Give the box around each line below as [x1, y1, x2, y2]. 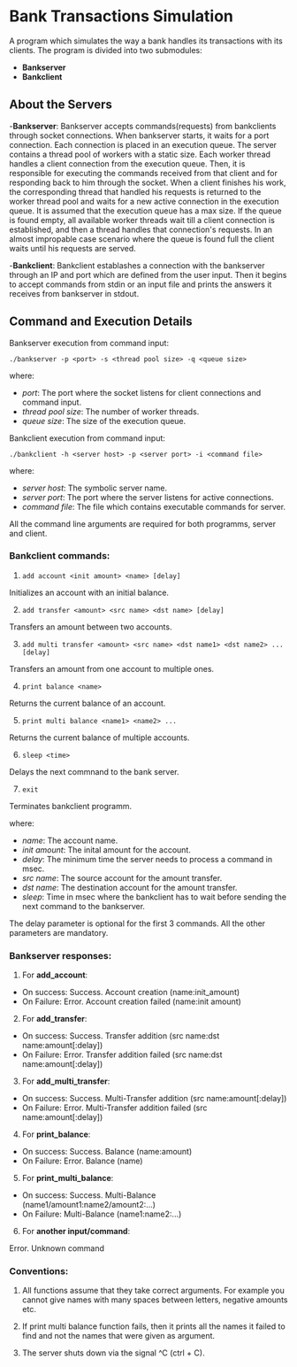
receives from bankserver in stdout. [9, 288, 140, 298]
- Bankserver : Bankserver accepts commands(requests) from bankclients [9, 120, 277, 131]
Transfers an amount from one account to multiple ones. [9, 663, 215, 674]
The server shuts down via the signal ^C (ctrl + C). [21, 1348, 205, 1358]
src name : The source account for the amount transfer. [21, 872, 223, 883]
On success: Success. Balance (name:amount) [21, 1147, 193, 1157]
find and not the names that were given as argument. [21, 1331, 215, 1341]
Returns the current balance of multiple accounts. [9, 732, 190, 743]
